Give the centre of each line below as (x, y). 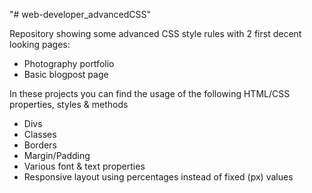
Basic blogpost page (66, 74)
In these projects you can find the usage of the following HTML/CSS (150, 93)
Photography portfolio (69, 63)
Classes (40, 134)
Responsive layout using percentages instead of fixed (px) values (158, 177)
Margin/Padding (57, 155)
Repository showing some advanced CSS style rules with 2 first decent (155, 33)
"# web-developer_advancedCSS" (80, 14)
